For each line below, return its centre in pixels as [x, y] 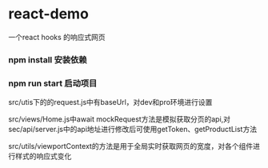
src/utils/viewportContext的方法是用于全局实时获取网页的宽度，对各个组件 [131, 146]
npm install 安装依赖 [48, 59]
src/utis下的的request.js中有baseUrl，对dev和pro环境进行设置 [110, 102]
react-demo [49, 14]
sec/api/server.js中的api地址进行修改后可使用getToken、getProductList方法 [133, 130]
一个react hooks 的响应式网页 [57, 37]
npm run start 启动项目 [53, 83]
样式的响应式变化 [43, 156]
